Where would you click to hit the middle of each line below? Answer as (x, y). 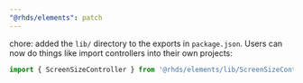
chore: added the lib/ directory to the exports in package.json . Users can (146, 43)
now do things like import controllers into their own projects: (121, 53)
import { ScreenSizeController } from (82, 69)
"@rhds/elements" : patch (56, 18)
